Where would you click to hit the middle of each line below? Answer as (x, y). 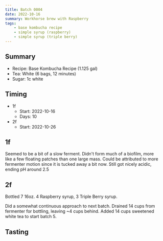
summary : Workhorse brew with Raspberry (47, 19)
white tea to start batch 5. (31, 217)
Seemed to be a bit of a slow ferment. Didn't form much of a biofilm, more (80, 154)
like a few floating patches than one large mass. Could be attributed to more (82, 159)
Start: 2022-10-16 (37, 111)
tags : (11, 23)
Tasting (17, 232)
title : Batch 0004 (24, 10)
